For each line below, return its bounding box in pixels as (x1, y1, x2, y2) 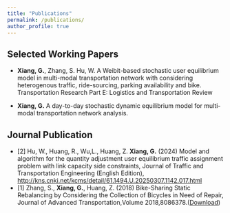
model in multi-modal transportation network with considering (17, 74, 194, 82)
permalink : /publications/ (7, 16, 85, 23)
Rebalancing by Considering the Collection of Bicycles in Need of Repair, (17, 191, 224, 199)
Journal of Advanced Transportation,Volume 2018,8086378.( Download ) (17, 199, 221, 206)
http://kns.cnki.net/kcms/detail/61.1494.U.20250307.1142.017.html (17, 177, 202, 184)
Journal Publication (7, 128, 93, 141)
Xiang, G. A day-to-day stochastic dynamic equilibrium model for (17, 102, 203, 110)
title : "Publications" (7, 10, 72, 17)
